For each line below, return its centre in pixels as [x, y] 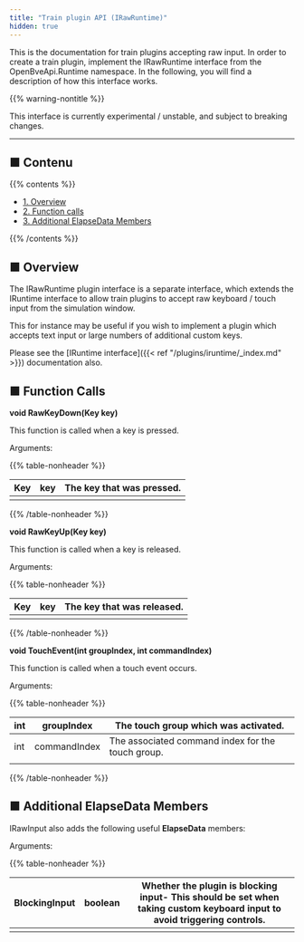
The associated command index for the [192, 741]
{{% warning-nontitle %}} [57, 98]
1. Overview [44, 202]
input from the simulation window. [72, 308]
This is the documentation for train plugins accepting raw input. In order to [148, 52]
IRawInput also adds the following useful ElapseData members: [128, 828]
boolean [102, 902]
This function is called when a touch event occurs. [103, 668]
